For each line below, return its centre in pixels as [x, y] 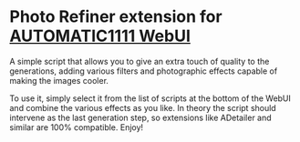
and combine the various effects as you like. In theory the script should [143, 107]
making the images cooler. [59, 80]
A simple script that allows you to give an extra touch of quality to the [140, 61]
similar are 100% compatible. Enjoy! [77, 127]
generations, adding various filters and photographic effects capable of [144, 71]
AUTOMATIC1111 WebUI [100, 36]
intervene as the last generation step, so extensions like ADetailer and [140, 117]
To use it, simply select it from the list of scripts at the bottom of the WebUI [150, 98]
